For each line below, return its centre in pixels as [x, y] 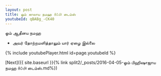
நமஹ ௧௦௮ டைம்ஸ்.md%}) [31, 68]
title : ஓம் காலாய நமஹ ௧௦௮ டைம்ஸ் [41, 14]
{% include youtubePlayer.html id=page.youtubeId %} [61, 53]
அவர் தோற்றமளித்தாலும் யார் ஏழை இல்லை [54, 43]
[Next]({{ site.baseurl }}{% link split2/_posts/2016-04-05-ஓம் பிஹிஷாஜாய [80, 63]
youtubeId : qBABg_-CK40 [30, 19]
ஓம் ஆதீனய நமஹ [23, 33]
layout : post [19, 10]
